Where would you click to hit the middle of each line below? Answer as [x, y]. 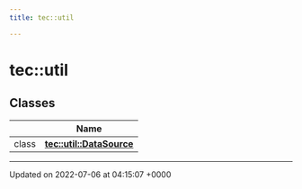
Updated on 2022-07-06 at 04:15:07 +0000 [90, 174]
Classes [32, 103]
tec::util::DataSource [89, 143]
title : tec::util [42, 18]
